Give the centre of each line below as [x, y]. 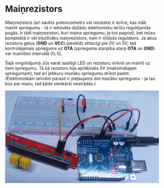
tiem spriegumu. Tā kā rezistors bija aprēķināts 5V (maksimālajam [71, 68]
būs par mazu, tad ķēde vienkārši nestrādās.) [51, 83]
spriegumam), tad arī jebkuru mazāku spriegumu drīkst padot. [68, 73]
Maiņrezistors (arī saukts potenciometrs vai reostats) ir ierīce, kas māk [76, 22]
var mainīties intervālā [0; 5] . [34, 53]
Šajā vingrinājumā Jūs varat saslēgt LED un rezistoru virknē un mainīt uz [78, 63]
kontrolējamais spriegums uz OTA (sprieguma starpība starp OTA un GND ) [80, 48]
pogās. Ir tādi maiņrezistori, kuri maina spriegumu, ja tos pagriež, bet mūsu [80, 33]
